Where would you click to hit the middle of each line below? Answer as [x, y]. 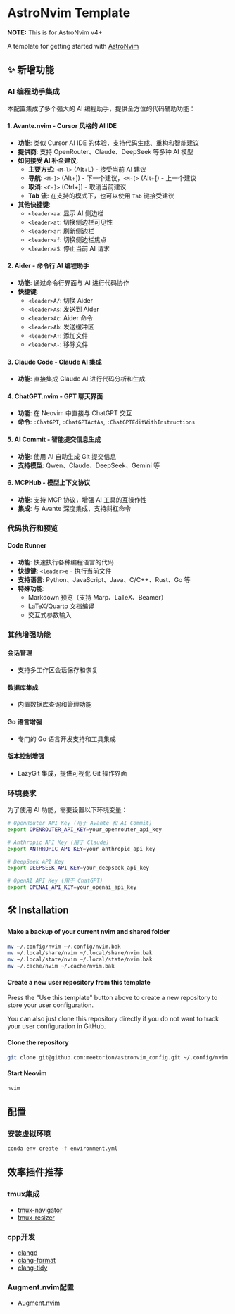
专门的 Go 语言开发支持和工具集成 [66, 739]
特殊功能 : [31, 588]
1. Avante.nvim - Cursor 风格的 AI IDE [62, 126]
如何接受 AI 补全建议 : [48, 160]
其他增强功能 [29, 635]
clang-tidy [32, 1268]
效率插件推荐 [35, 1172]
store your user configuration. [50, 1005]
